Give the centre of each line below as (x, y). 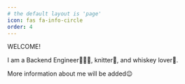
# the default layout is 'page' (54, 14)
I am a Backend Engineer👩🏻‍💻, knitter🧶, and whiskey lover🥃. (93, 60)
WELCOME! (24, 47)
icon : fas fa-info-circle (45, 20)
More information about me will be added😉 (70, 73)
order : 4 (20, 27)
